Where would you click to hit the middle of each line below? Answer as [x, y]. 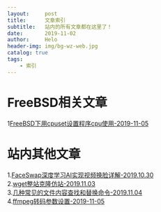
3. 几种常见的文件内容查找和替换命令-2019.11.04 [75, 192]
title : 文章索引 [37, 20]
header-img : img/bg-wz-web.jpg [53, 46]
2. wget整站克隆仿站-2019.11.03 [51, 183]
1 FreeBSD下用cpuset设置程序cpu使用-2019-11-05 [78, 123]
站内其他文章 [44, 154]
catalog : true [28, 53]
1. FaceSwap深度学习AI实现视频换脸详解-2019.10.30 [80, 175]
